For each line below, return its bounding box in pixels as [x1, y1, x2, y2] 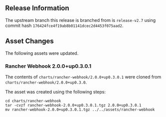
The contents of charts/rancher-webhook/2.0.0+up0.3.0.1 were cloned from [5, 74, 162, 80]
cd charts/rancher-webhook [5, 98, 61, 104]
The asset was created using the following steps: [5, 89, 106, 95]
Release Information [5, 4, 70, 12]
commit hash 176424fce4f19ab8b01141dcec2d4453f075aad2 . [5, 22, 124, 28]
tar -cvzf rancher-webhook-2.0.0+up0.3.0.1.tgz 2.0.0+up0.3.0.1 [5, 103, 142, 108]
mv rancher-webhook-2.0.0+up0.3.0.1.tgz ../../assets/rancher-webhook [5, 107, 155, 112]
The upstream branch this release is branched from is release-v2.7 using [5, 17, 156, 23]
